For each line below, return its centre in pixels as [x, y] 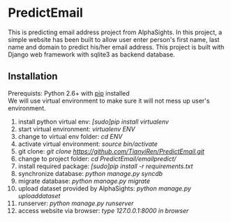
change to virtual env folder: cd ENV [70, 136]
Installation [33, 76]
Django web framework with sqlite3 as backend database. [91, 54]
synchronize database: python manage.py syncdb [90, 173]
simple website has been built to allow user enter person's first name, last [114, 39]
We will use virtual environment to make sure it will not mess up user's [109, 101]
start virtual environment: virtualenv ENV [76, 129]
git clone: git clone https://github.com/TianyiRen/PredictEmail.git [111, 151]
